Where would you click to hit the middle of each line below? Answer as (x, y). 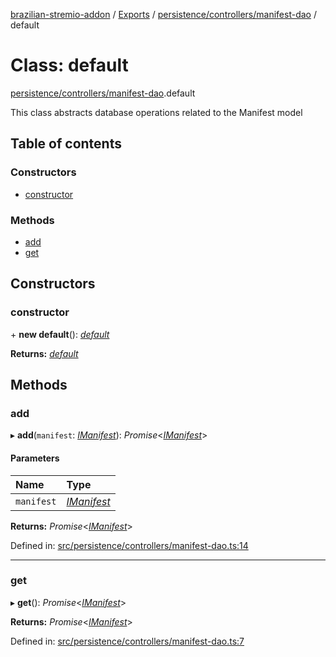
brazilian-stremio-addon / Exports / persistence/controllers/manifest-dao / (163, 14)
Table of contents (66, 144)
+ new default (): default (60, 334)
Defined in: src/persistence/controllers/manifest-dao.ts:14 (129, 545)
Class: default (69, 65)
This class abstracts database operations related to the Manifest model (156, 112)
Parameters (35, 458)
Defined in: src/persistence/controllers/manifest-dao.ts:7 (127, 641)
